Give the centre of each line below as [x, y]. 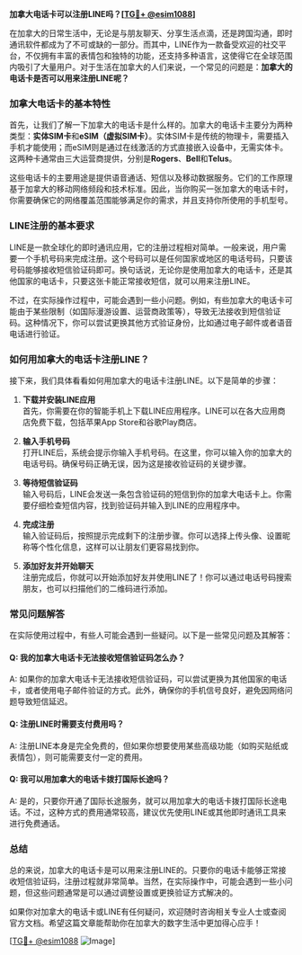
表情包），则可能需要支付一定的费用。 [78, 757]
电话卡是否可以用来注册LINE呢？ [70, 78]
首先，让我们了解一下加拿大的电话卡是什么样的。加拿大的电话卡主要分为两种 [151, 125]
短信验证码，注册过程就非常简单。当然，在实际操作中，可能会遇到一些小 [151, 881]
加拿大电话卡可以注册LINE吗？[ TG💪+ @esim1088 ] [102, 14]
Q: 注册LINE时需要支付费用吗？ [67, 724]
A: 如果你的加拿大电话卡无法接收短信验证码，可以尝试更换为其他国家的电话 [148, 679]
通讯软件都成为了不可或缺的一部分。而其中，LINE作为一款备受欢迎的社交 [144, 45]
